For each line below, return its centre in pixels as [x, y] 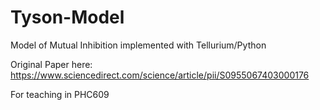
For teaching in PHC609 [60, 94]
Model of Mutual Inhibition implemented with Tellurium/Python [138, 45]
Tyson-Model [67, 17]
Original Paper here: [51, 64]
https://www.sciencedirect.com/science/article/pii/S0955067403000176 [160, 75]
